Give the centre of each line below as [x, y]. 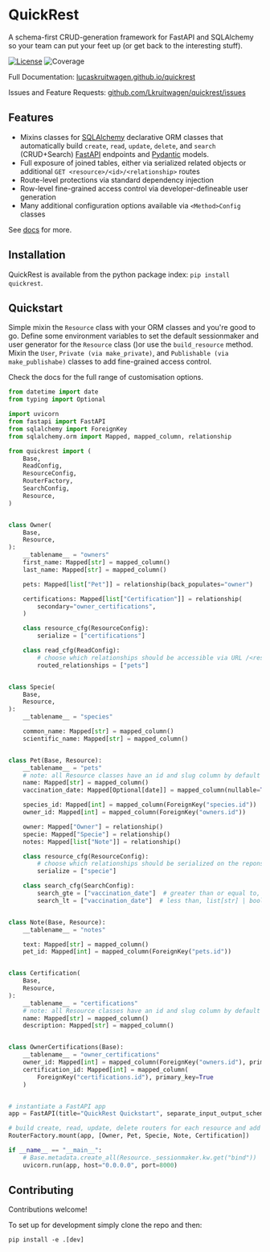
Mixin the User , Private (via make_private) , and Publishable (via [119, 353]
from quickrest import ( [50, 451]
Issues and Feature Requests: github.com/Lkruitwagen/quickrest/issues [127, 92]
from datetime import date [53, 392]
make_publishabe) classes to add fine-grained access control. [110, 362]
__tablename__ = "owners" [66, 555]
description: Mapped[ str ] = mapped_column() [98, 1026]
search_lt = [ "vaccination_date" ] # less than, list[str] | [142, 900]
